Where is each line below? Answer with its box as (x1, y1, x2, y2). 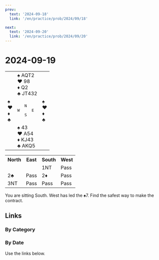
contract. (5, 197, 23, 203)
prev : (5, 7, 16, 12)
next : (5, 25, 16, 30)
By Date (5, 239, 24, 246)
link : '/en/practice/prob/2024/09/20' (9, 34, 88, 39)
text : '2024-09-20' (9, 30, 49, 35)
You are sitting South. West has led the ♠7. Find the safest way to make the (5, 192, 154, 198)
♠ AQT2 (17, 71, 35, 78)
